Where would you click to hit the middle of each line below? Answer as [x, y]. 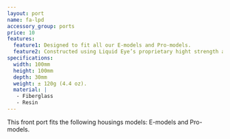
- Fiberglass [35, 97]
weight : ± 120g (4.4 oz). [50, 84]
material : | [30, 90]
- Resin [27, 103]
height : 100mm [33, 71]
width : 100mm [32, 64]
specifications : [30, 58]
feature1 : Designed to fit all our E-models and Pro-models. [102, 45]
